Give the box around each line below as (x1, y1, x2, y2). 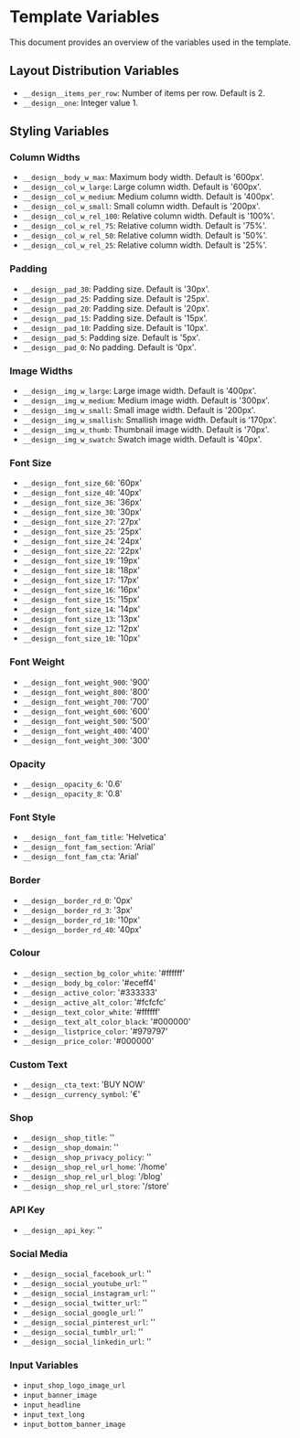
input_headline (22, 1401, 81, 1410)
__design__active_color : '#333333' (22, 986, 158, 997)
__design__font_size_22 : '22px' (22, 546, 142, 557)
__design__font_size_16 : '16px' (22, 584, 140, 595)
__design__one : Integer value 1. (22, 97, 139, 108)
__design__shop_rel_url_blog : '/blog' (22, 1171, 163, 1182)
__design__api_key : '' (22, 1224, 102, 1235)
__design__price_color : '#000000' (22, 1035, 155, 1046)
